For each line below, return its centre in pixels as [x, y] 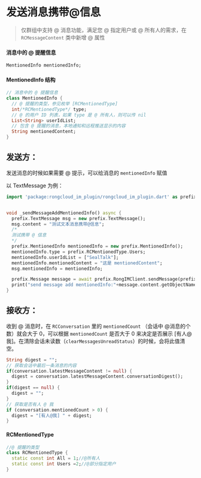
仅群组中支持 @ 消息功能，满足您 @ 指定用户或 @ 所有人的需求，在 [103, 30]
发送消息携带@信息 [54, 12]
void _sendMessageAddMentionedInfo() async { [64, 213]
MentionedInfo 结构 [31, 80]
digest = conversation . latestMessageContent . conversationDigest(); [98, 377]
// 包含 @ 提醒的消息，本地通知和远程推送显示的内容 [68, 126]
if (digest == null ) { [33, 388]
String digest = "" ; [32, 360]
